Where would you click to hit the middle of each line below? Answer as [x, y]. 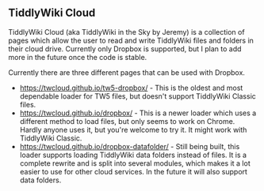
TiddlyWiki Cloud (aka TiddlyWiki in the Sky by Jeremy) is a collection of [126, 32]
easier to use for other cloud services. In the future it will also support [134, 171]
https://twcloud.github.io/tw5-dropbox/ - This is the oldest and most [131, 88]
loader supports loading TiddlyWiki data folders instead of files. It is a [133, 155]
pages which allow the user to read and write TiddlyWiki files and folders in [131, 40]
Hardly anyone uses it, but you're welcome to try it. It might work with [133, 129]
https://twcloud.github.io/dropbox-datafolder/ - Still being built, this [130, 146]
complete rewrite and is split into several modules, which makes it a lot [135, 163]
